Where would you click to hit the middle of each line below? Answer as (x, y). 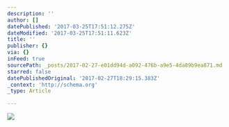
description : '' (31, 14)
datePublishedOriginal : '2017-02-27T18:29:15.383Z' (84, 78)
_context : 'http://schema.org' (53, 85)
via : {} (18, 53)
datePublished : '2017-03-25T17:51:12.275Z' (71, 26)
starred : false (29, 71)
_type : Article (29, 91)
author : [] (23, 20)
